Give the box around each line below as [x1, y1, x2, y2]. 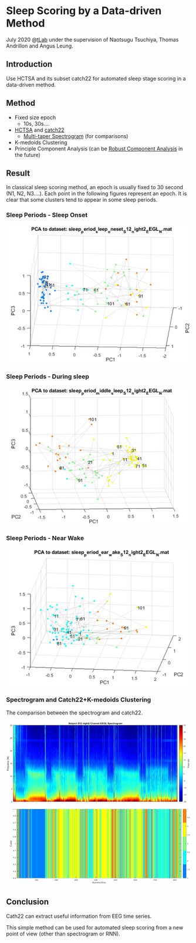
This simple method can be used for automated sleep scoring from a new [6, 924, 184, 931]
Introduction [6, 59, 53, 69]
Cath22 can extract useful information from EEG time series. [6, 912, 152, 919]
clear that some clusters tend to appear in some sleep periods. [6, 196, 158, 203]
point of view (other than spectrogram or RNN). [6, 930, 120, 937]
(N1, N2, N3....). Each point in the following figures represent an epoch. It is [6, 190, 187, 197]
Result [6, 168, 31, 178]
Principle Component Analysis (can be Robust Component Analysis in [14, 145, 183, 152]
